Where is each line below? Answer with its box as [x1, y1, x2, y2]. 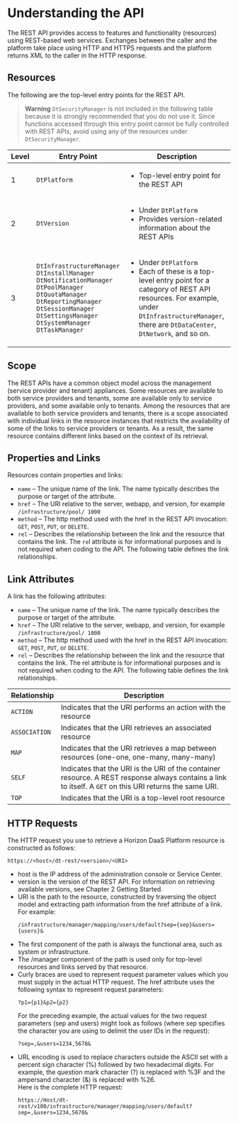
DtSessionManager [36, 304, 95, 313]
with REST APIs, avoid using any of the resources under [24, 126, 188, 136]
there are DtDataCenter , [138, 320, 217, 330]
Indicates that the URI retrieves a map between [60, 744, 217, 754]
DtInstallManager [36, 268, 95, 277]
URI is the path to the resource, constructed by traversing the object [17, 893, 217, 901]
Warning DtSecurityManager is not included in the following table [24, 104, 214, 113]
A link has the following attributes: [7, 592, 107, 601]
